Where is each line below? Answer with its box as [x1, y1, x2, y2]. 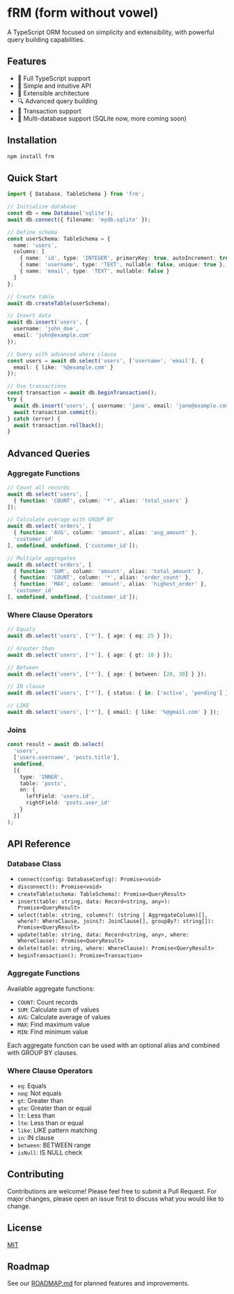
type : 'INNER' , [19, 773, 64, 780]
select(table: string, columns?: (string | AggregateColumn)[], [17, 912, 208, 919]
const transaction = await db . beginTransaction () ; [7, 389, 157, 397]
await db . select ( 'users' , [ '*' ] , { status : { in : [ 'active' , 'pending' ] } [7, 690, 229, 697]
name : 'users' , [13, 242, 58, 249]
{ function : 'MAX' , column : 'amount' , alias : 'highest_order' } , [13, 581, 208, 588]
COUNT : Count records [17, 998, 78, 1006]
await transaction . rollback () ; [13, 422, 104, 429]
